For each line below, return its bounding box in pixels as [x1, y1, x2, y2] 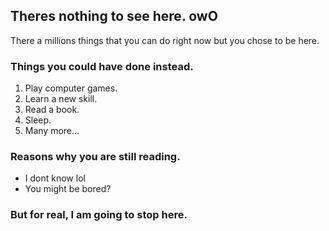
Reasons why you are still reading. [10, 150, 181, 164]
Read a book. [24, 104, 80, 116]
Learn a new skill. [24, 93, 98, 105]
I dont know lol [24, 172, 86, 184]
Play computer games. [24, 82, 118, 94]
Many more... [24, 125, 80, 137]
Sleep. [24, 114, 52, 126]
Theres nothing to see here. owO [10, 8, 218, 25]
